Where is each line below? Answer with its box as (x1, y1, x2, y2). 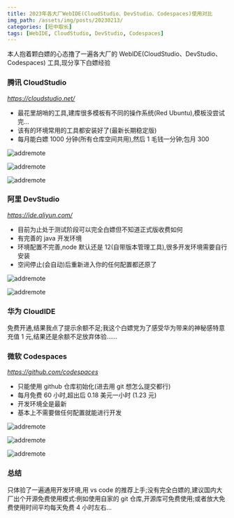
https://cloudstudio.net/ (7, 94, 75, 102)
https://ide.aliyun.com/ (7, 210, 73, 219)
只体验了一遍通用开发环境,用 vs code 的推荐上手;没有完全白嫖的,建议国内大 (7, 485, 223, 494)
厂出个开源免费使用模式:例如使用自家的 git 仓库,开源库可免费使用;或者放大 (7, 494, 219, 503)
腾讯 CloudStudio (7, 78, 67, 87)
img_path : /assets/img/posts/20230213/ (7, 17, 124, 24)
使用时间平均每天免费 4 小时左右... (13, 503, 112, 511)
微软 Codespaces (7, 352, 68, 361)
